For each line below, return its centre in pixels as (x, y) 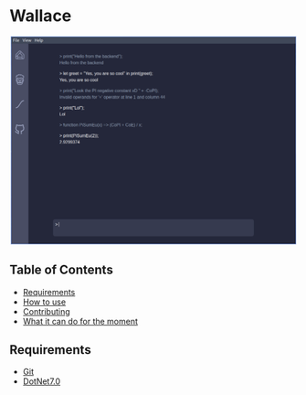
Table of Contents (62, 270)
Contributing (46, 311)
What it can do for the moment (80, 321)
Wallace (41, 16)
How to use (44, 302)
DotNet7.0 (42, 381)
